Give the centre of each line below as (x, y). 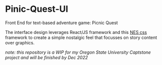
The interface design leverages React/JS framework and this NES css (76, 32)
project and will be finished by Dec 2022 (47, 57)
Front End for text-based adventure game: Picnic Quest (61, 23)
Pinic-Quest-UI (37, 9)
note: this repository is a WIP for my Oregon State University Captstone (78, 52)
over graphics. (20, 42)
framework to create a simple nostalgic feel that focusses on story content (81, 37)
